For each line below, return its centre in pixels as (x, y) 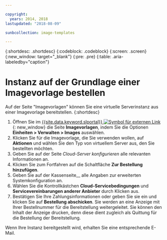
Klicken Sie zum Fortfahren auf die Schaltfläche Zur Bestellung (77, 165)
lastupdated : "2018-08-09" (33, 24)
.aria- (118, 57)
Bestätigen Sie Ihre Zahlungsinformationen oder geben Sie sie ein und (84, 197)
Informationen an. (30, 159)
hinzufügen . (25, 170)
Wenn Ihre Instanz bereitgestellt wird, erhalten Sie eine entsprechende (78, 228)
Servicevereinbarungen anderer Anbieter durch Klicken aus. (76, 191)
